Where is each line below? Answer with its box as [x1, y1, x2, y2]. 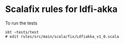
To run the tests [5, 20, 37, 26]
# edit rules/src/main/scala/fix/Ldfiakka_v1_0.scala [5, 34, 120, 39]
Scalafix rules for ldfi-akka [5, 3, 118, 15]
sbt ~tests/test [5, 29, 39, 34]
